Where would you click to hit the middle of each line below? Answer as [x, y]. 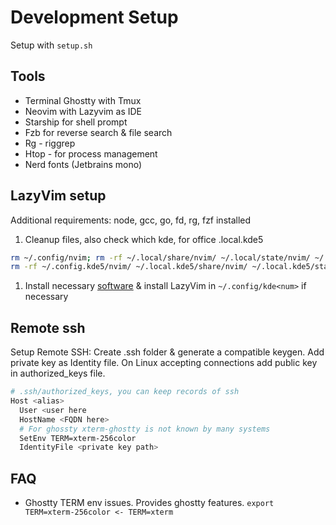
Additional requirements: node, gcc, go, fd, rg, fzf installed [131, 220]
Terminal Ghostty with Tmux [83, 100]
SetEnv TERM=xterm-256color [78, 438]
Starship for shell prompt [76, 122]
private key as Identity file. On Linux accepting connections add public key [164, 363]
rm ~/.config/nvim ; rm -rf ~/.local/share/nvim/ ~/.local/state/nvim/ [160, 257]
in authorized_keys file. [58, 373]
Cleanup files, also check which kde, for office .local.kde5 [144, 239]
